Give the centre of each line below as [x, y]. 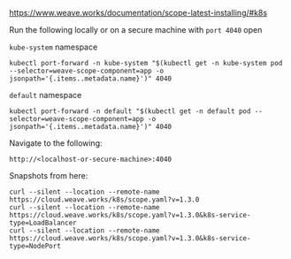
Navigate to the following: [56, 143]
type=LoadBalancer [43, 223]
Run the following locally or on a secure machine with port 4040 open [136, 30]
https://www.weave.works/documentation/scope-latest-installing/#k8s [138, 13]
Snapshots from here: [49, 175]
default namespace [46, 95]
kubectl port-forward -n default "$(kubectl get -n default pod [130, 111]
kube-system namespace [54, 47]
